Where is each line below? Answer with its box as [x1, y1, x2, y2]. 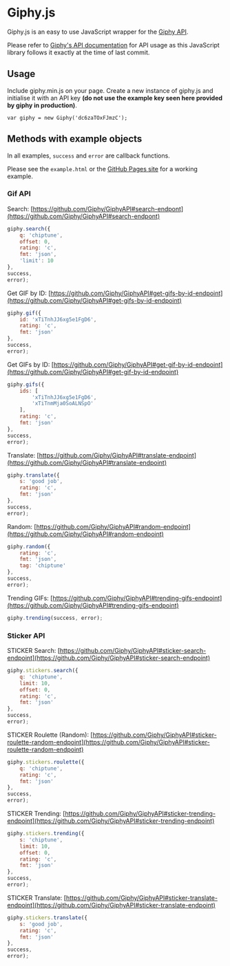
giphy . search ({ [7, 225, 51, 232]
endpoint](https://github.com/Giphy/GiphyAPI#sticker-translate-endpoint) [7, 901, 216, 909]
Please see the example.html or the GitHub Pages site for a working [7, 164, 198, 173]
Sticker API [7, 631, 45, 641]
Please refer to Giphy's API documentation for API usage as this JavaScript [7, 41, 220, 49]
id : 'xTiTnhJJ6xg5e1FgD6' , [19, 316, 97, 323]
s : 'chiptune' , [19, 836, 63, 844]
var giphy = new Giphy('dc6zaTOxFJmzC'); [7, 114, 128, 121]
